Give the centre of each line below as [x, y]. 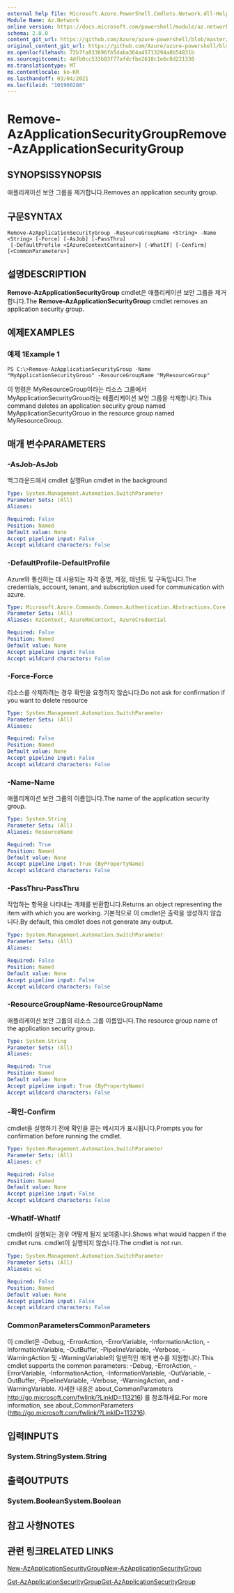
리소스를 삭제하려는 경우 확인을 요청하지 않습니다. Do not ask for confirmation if [116, 692]
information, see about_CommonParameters [70, 1405]
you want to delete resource [48, 700]
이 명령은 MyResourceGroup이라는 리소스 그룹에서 [77, 389]
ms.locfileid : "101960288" [46, 85]
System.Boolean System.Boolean [64, 1501]
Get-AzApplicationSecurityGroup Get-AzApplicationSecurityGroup [102, 1582]
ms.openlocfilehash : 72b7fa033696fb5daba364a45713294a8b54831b [101, 53]
